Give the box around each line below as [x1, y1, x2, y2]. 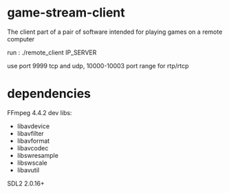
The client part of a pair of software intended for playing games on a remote [7, 28, 223, 36]
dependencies [7, 86, 91, 101]
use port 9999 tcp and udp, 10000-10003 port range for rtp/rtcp [7, 61, 189, 70]
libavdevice [17, 122, 50, 130]
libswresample [17, 151, 58, 159]
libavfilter [17, 129, 45, 137]
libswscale [17, 159, 47, 167]
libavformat [17, 136, 50, 145]
